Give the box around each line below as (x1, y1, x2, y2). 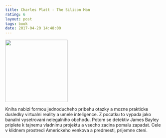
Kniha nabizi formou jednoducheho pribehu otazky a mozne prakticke (5, 106, 149, 112)
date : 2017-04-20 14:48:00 (5, 26, 61, 31)
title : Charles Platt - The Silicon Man (5, 7, 91, 12)
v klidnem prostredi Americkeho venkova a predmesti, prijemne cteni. (5, 128, 148, 134)
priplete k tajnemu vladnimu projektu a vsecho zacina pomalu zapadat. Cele (5, 122, 161, 128)
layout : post (5, 16, 32, 21)
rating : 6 (5, 12, 26, 17)
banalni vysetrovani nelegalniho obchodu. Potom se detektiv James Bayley (5, 117, 159, 123)
